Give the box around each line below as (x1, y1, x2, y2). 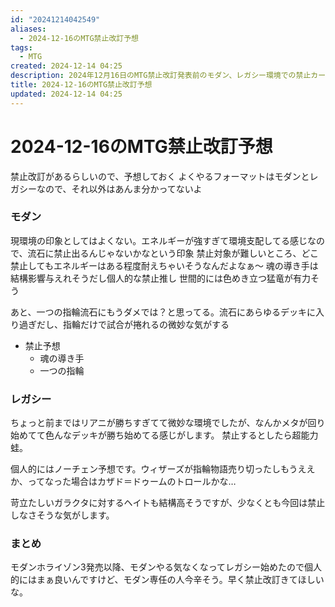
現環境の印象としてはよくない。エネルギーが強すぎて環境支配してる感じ (10, 234, 308, 246)
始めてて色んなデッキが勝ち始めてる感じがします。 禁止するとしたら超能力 (10, 429, 319, 441)
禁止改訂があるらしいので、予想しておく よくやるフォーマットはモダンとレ (10, 170, 319, 182)
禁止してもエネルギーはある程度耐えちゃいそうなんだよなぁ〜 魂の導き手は (10, 259, 319, 271)
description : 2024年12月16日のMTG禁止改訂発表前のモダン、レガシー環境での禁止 (10, 71, 312, 81)
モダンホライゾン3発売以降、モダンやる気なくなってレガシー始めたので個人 (10, 561, 322, 573)
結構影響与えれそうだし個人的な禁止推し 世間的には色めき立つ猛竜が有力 (10, 272, 311, 284)
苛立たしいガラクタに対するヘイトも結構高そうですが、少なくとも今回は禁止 (10, 497, 326, 509)
